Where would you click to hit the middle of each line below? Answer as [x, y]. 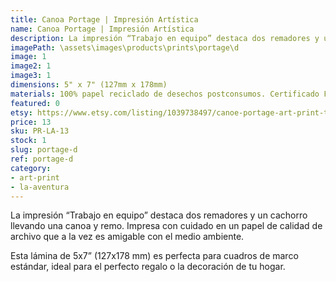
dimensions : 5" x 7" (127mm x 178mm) [89, 85]
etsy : [21, 112]
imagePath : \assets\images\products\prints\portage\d [125, 47]
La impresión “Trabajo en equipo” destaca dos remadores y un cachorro [159, 215]
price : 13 [31, 122]
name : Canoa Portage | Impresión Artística [102, 29]
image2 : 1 [31, 66]
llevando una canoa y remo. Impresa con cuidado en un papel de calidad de [166, 226]
